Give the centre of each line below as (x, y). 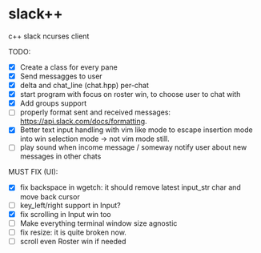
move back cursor (50, 196)
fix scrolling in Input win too (66, 214)
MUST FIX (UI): (33, 172)
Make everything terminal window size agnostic (98, 223)
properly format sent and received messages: (95, 112)
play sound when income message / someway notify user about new (133, 147)
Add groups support (53, 103)
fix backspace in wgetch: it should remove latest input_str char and (130, 187)
